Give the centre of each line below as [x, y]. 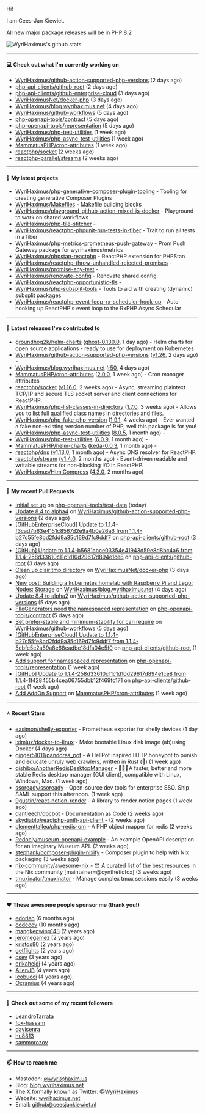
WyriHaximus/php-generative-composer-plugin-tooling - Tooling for [101, 191]
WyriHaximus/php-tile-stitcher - [56, 224]
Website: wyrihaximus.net [48, 1098]
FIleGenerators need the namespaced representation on [86, 609]
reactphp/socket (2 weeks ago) [55, 152]
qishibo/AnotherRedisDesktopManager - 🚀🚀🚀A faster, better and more [103, 768]
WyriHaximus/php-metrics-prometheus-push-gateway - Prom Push [100, 243]
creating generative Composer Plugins [63, 198]
